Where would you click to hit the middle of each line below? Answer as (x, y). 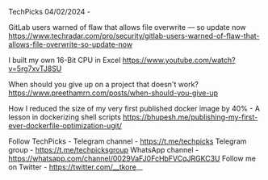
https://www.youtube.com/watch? (179, 60)
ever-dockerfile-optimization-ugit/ (65, 126)
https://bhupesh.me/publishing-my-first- (190, 117)
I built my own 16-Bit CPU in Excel (65, 60)
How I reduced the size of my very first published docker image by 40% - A (134, 109)
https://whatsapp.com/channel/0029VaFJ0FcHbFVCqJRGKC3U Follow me (132, 158)
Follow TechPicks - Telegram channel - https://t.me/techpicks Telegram (128, 141)
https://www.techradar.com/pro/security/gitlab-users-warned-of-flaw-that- (134, 36)
